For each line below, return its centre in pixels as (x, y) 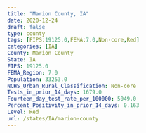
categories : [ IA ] (33, 46)
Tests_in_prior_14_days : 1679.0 (54, 92)
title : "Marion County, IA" (48, 14)
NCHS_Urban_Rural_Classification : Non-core (72, 86)
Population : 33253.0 (38, 79)
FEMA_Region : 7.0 (33, 72)
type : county (26, 33)
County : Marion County (40, 53)
